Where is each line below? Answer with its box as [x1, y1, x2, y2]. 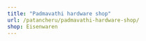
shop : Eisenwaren [7, 23, 58, 30]
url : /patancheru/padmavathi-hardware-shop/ [7, 17, 140, 24]
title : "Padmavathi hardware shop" [7, 10, 112, 17]
